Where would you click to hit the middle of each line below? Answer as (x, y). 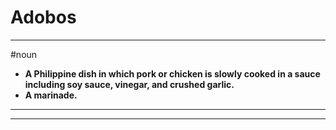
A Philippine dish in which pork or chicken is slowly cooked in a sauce (172, 73)
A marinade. (51, 95)
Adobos (43, 17)
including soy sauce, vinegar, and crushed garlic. (129, 84)
